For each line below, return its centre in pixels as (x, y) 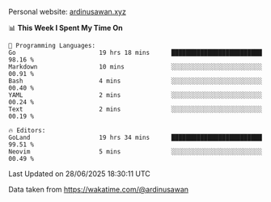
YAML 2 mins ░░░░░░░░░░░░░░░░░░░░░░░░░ (135, 95)
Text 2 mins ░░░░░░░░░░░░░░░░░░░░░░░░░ (135, 109)
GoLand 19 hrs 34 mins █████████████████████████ (135, 137)
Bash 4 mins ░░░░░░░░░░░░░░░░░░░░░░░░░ (135, 81)
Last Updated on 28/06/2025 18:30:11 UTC (80, 174)
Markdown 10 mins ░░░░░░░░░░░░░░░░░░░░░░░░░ (135, 67)
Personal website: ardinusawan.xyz (68, 12)
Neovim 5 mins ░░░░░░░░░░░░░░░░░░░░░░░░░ (135, 152)
